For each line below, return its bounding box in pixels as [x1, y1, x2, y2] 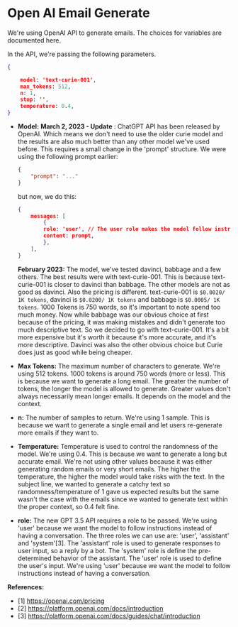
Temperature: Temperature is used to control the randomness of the [17, 442, 218, 450]
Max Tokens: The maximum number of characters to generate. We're [17, 361, 221, 370]
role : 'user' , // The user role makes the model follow [43, 226, 212, 233]
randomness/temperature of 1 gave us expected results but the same [17, 487, 220, 496]
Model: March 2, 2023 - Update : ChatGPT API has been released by [17, 122, 220, 131]
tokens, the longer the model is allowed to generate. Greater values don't [17, 384, 231, 393]
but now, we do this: [17, 192, 76, 200]
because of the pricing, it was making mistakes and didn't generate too [17, 317, 225, 326]
